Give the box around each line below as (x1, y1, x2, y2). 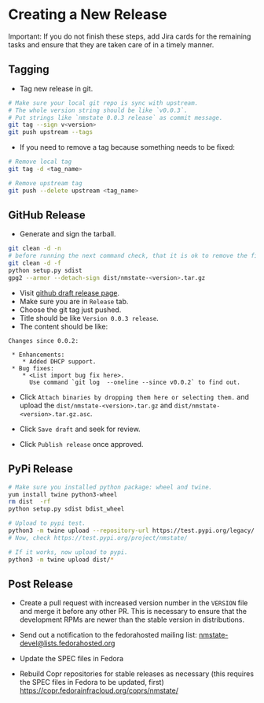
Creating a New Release (8, 6, 167, 24)
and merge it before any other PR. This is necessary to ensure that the (19, 607, 247, 616)
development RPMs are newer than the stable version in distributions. (19, 615, 245, 624)
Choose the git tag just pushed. (19, 305, 122, 314)
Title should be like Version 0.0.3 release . (19, 313, 159, 322)
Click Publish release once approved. (19, 439, 144, 448)
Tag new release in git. (19, 84, 93, 93)
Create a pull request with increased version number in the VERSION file (19, 598, 248, 608)
